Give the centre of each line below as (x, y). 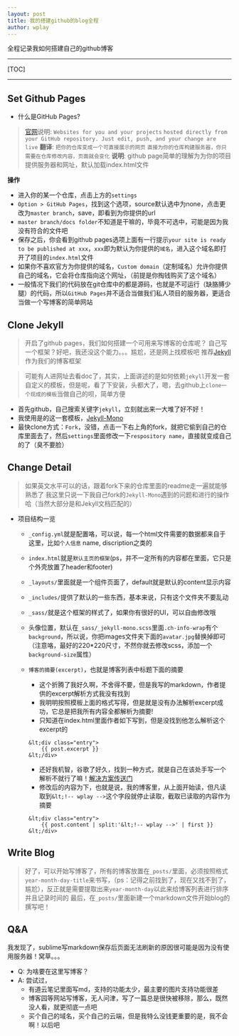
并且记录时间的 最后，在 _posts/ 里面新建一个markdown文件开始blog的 (127, 898)
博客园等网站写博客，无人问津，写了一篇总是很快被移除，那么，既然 (128, 998)
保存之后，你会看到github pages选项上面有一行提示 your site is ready (122, 240)
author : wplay (28, 27)
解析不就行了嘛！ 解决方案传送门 (86, 778)
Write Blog (31, 853)
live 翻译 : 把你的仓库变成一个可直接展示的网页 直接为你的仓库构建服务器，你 (123, 147)
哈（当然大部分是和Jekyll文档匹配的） (80, 503)
